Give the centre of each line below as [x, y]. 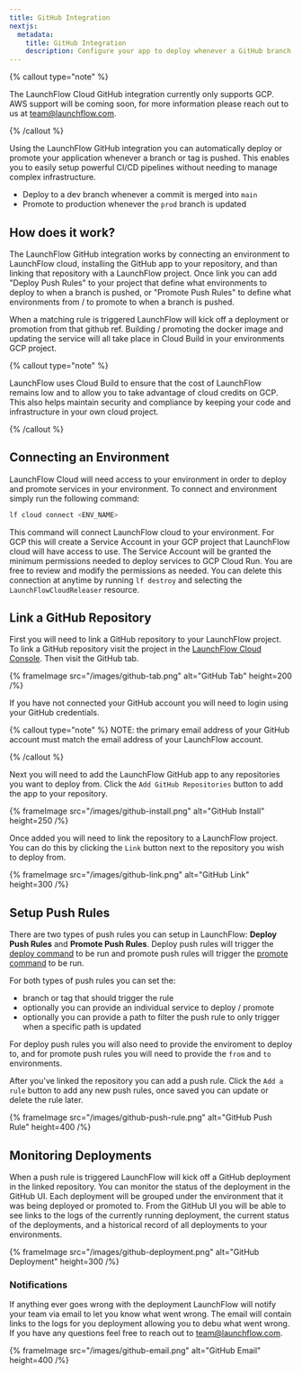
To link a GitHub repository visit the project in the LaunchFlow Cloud [136, 649]
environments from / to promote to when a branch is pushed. [122, 302]
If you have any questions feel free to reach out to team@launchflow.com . [146, 1333]
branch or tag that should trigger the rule [98, 998]
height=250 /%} [39, 821]
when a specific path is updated [82, 1027]
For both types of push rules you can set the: [93, 981]
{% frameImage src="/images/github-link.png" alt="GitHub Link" [129, 875]
